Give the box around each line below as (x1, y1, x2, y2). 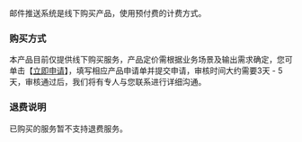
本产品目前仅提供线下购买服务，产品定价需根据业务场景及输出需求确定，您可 (9, 54, 293, 65)
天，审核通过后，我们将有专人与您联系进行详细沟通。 (9, 77, 207, 88)
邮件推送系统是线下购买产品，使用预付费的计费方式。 (9, 8, 207, 18)
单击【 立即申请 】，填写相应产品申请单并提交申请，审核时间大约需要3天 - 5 (9, 65, 283, 76)
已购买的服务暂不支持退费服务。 (9, 123, 128, 134)
